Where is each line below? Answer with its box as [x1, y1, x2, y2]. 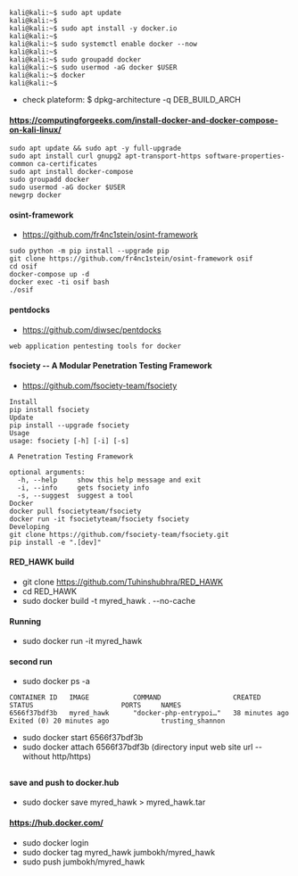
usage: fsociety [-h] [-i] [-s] [9, 436, 129, 445]
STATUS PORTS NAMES [9, 701, 181, 710]
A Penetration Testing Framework [9, 451, 134, 461]
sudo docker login [21, 837, 89, 847]
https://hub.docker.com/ [9, 817, 104, 829]
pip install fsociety [9, 405, 90, 414]
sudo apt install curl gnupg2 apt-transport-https [9, 152, 202, 161]
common [9, 160, 34, 169]
